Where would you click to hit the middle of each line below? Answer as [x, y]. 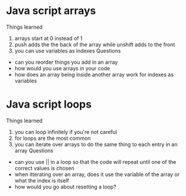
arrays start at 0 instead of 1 [48, 38]
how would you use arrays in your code [62, 68]
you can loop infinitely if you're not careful [66, 132]
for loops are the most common [53, 138]
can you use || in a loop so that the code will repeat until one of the [95, 161]
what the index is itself [42, 180]
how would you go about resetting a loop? [65, 187]
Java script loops [49, 104]
